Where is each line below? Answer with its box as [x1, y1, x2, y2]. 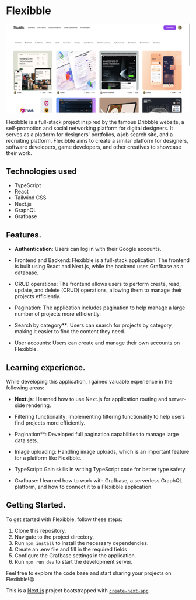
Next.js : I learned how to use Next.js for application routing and [14, 396, 167, 403]
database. [14, 269, 39, 276]
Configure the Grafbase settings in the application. [14, 551, 136, 559]
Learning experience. [6, 363, 86, 373]
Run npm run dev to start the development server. [14, 558, 133, 565]
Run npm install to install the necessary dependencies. [14, 539, 149, 546]
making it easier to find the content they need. [14, 328, 125, 335]
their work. [6, 149, 32, 156]
